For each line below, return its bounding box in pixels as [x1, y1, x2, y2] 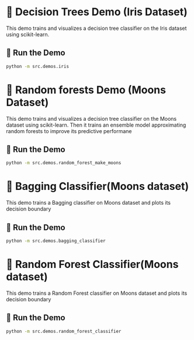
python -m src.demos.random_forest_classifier [6, 328, 122, 334]
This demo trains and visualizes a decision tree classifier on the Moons [6, 115, 177, 122]
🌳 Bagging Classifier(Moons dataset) [6, 180, 189, 193]
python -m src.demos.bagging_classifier [6, 238, 106, 244]
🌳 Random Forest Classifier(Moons [6, 258, 179, 271]
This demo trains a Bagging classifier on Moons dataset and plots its [6, 199, 171, 206]
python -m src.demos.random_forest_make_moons [6, 160, 122, 166]
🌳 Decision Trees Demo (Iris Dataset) [6, 5, 188, 19]
